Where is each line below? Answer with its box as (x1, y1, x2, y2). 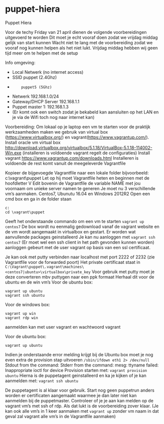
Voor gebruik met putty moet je (92, 269, 155, 275)
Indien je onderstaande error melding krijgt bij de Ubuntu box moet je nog (5, 351, 153, 357)
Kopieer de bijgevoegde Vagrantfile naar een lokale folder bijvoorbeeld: (5, 170, 149, 175)
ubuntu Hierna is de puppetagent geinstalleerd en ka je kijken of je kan (5, 372, 147, 378)
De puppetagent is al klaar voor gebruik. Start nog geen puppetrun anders (5, 387, 155, 393)
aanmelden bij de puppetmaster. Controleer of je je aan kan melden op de (5, 397, 154, 403)
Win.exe (5, 150, 22, 156)
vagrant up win (5, 311, 36, 316)
